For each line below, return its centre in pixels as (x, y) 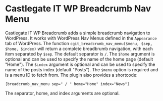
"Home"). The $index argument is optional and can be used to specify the (80, 64)
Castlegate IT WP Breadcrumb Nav (78, 9)
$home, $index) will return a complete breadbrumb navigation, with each (79, 49)
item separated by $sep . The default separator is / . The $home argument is (80, 54)
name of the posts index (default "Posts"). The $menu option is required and (82, 69)
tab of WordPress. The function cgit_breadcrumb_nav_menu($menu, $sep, (79, 43)
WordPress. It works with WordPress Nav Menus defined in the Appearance (81, 38)
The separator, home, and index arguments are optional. (62, 93)
